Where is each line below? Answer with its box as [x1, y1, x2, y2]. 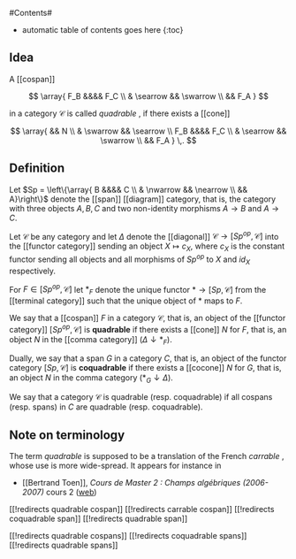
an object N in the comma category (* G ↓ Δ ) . [9, 372, 174, 386]
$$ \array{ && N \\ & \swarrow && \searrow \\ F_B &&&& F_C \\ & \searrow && [10, 126, 287, 136]
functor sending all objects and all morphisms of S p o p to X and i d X [9, 252, 250, 266]
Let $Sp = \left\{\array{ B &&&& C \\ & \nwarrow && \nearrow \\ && [9, 184, 248, 195]
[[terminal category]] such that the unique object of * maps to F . [9, 295, 243, 306]
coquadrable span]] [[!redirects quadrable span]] [9, 513, 188, 525]
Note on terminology [9, 427, 125, 442]
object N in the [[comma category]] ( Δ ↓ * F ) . [9, 333, 172, 347]
